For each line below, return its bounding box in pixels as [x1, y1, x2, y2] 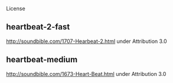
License [6, 5, 25, 12]
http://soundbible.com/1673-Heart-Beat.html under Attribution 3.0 [6, 70, 167, 77]
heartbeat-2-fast [6, 22, 70, 32]
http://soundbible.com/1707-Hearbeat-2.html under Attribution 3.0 [6, 38, 167, 45]
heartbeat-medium [6, 55, 78, 65]
